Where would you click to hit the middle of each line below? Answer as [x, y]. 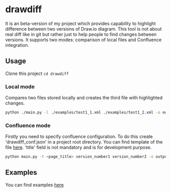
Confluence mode [28, 125]
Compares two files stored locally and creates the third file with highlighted [84, 98]
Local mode [20, 87]
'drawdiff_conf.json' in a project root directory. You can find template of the [84, 142]
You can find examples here [35, 185]
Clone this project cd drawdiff [37, 73]
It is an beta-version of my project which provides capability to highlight [81, 23]
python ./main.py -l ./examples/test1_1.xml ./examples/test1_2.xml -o [83, 113]
